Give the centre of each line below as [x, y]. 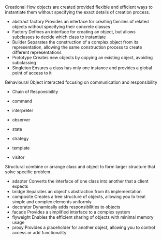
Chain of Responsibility [35, 92]
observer [21, 120]
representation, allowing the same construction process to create [77, 47]
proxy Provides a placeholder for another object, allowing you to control [83, 227]
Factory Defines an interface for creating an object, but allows [74, 32]
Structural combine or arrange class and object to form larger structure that [80, 167]
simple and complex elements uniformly [52, 202]
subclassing [24, 63]
